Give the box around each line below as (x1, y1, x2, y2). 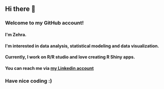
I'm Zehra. (5, 31, 27, 37)
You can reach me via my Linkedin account (5, 65, 94, 71)
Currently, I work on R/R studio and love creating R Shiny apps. (5, 54, 136, 60)
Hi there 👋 (5, 5, 36, 13)
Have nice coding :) (5, 77, 52, 84)
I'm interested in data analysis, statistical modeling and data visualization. (5, 43, 159, 49)
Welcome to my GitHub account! (5, 20, 84, 26)
